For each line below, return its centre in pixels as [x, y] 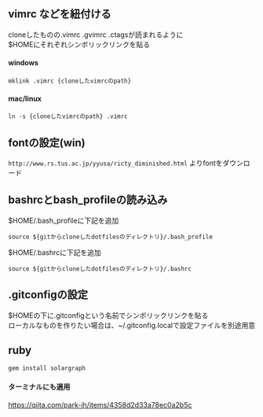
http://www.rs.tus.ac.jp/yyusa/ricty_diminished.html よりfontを [115, 163]
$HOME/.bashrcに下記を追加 [55, 252]
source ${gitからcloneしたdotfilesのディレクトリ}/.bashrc [100, 269]
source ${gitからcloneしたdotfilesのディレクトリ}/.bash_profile [111, 237]
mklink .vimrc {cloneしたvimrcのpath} [70, 81]
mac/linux [25, 98]
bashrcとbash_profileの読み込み [88, 200]
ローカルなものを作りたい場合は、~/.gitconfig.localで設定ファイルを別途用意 [132, 325]
